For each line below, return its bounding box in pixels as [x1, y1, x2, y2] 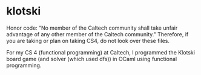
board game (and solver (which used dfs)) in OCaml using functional [6, 55, 177, 62]
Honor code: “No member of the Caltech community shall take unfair [6, 24, 178, 31]
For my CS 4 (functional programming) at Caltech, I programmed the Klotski [6, 48, 196, 56]
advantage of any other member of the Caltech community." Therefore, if [6, 30, 189, 37]
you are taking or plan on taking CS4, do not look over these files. [6, 37, 170, 44]
